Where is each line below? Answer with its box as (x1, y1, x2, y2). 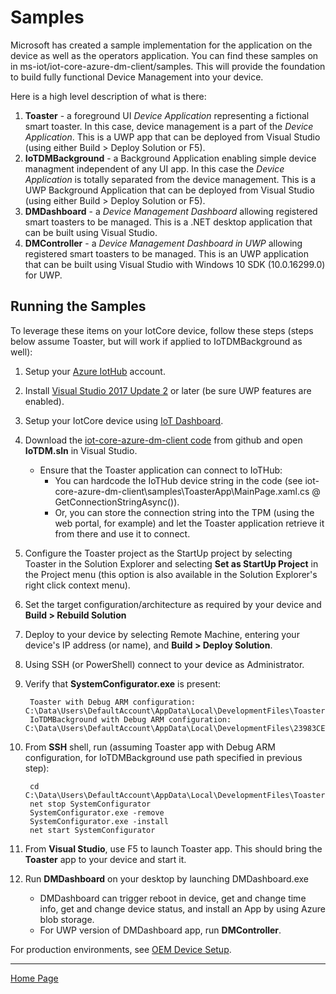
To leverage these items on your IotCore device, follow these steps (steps (10, 324, 314, 336)
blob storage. (39, 913, 95, 925)
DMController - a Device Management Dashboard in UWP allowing (24, 237, 303, 249)
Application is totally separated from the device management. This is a (24, 173, 317, 185)
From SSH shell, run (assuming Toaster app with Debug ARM (24, 741, 276, 753)
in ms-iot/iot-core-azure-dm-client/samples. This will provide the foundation (10, 60, 326, 72)
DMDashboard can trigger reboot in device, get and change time (39, 892, 307, 904)
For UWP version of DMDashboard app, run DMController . (39, 924, 282, 936)
